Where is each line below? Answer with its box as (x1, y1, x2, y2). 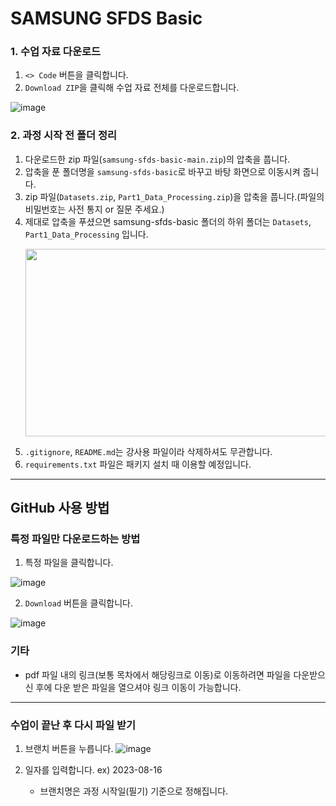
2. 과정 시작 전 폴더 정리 (10, 128, 118, 142)
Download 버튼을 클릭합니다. (24, 597, 134, 609)
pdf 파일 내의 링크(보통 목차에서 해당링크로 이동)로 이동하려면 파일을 (24, 668, 292, 681)
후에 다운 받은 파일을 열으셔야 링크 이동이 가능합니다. (35, 681, 242, 693)
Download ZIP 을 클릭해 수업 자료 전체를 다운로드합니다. (24, 82, 240, 94)
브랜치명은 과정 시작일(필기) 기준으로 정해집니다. (39, 785, 229, 797)
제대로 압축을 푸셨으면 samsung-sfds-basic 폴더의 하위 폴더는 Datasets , (24, 215, 312, 227)
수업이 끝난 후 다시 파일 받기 (10, 718, 136, 732)
